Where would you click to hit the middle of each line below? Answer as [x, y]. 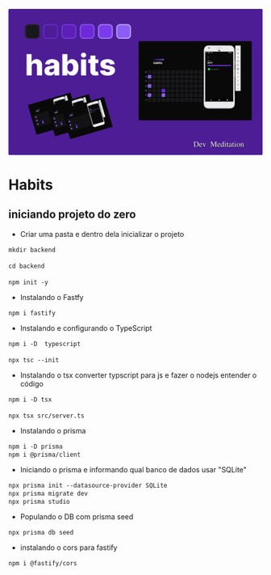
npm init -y [28, 282]
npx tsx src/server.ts [46, 416]
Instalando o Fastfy [52, 297]
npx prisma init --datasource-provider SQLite [88, 485]
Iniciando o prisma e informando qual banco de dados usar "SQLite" [133, 469]
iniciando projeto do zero [72, 215]
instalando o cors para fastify [69, 548]
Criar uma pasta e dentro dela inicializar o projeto [102, 234]
